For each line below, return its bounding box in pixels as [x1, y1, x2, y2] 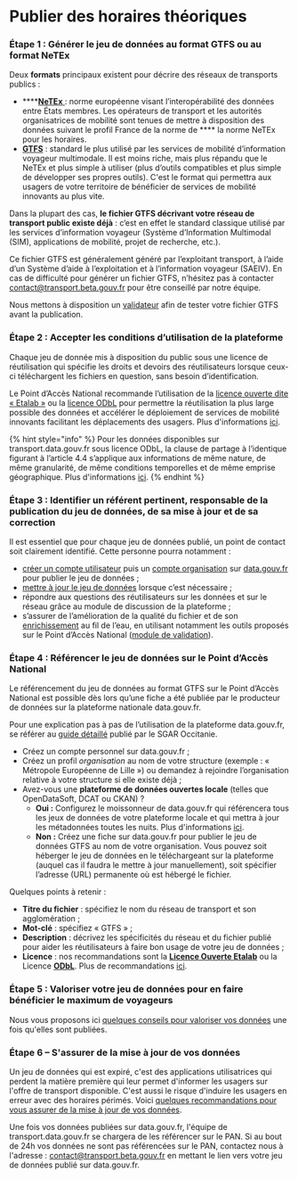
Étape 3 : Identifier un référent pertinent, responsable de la [9, 493, 269, 506]
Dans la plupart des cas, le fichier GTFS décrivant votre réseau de [9, 208, 255, 219]
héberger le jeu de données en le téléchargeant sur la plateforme [35, 850, 274, 862]
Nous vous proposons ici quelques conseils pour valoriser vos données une [9, 1014, 287, 1025]
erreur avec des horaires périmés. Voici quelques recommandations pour [9, 1094, 278, 1105]
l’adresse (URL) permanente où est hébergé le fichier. [35, 870, 232, 880]
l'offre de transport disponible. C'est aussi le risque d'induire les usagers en [9, 1085, 287, 1096]
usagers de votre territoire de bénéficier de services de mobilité [21, 181, 256, 193]
